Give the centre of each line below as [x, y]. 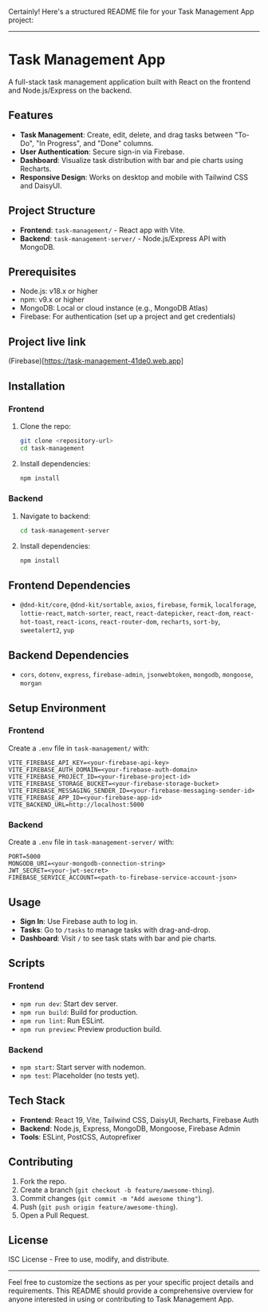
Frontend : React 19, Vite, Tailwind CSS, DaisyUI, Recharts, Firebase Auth [139, 1120]
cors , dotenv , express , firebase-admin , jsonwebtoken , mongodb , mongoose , [136, 675]
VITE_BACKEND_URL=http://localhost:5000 [77, 805]
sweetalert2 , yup [47, 630]
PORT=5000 [25, 857]
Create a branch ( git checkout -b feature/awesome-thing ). [117, 1190]
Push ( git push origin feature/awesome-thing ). [99, 1207]
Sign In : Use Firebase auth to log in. [79, 921]
